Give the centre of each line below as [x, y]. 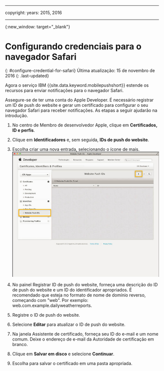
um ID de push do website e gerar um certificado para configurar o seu [77, 105]
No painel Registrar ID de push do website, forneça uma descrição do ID [85, 285]
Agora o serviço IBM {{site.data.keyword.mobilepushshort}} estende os [77, 85]
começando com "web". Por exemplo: [50, 300]
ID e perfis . [23, 130]
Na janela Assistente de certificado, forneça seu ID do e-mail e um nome [85, 334]
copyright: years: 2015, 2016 [33, 12]
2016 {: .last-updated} [27, 75]
